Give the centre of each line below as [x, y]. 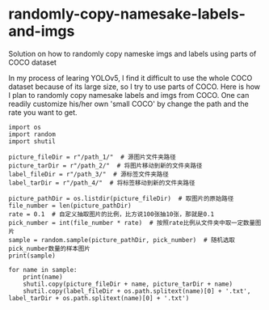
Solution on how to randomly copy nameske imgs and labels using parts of [132, 53]
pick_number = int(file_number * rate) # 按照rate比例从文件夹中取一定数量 [132, 223]
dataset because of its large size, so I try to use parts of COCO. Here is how [134, 87]
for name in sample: [43, 270]
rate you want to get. [43, 112]
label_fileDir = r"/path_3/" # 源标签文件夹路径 [89, 174]
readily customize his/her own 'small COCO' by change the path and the [128, 104]
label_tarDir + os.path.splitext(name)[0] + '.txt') [99, 298]
